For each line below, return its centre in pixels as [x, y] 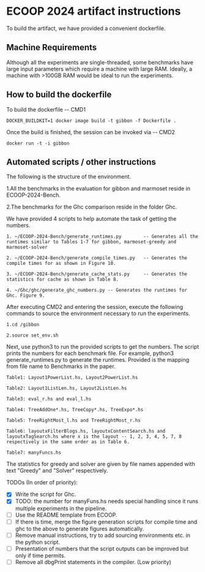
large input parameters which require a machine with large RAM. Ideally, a [99, 69]
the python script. [37, 542]
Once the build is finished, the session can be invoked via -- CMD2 [91, 132]
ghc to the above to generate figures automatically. [80, 528]
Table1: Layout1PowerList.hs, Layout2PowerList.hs [72, 378]
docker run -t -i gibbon [38, 143]
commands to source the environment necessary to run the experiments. [98, 313]
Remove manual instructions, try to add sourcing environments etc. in [103, 535]
